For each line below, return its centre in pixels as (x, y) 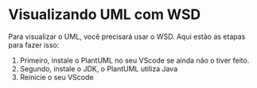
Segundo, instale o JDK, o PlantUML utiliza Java (99, 68)
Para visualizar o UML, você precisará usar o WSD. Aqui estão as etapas (127, 36)
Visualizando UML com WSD (105, 15)
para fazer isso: (34, 44)
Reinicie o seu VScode (56, 77)
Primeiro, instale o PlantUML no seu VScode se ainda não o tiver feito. (134, 60)
